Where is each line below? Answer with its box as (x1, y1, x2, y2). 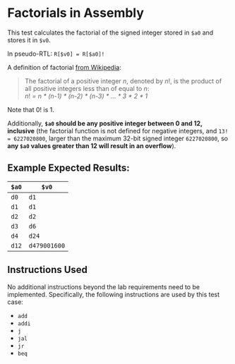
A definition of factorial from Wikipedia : (7, 63, 121, 71)
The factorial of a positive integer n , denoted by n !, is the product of (24, 76, 222, 85)
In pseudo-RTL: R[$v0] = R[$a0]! (7, 49, 105, 58)
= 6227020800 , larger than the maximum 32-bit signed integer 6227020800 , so (7, 134, 228, 142)
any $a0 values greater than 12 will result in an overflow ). (7, 141, 176, 150)
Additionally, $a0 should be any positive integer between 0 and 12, (7, 119, 203, 128)
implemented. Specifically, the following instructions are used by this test (7, 290, 220, 298)
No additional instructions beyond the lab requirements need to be (7, 282, 200, 291)
